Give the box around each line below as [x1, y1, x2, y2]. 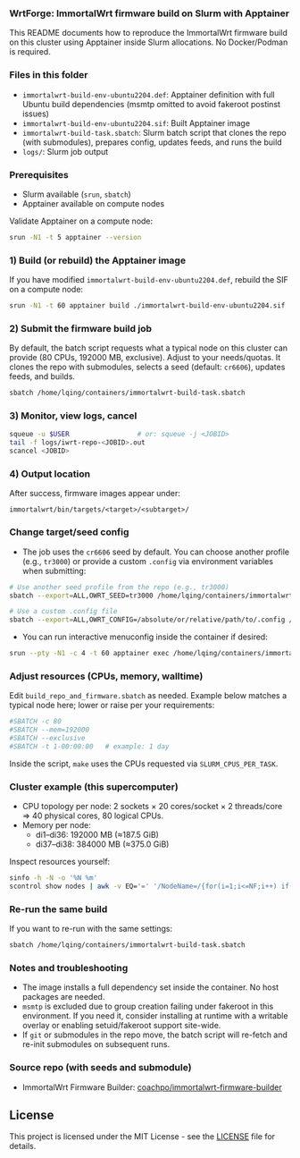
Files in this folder [9, 69, 88, 81]
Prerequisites [9, 168, 69, 181]
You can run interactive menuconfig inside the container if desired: [21, 631, 268, 642]
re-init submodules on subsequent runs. [21, 1039, 171, 1050]
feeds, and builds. [9, 371, 76, 382]
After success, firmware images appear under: [9, 488, 181, 499]
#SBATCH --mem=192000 [9, 725, 90, 735]
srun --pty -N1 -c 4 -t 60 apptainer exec [9, 649, 170, 658]
